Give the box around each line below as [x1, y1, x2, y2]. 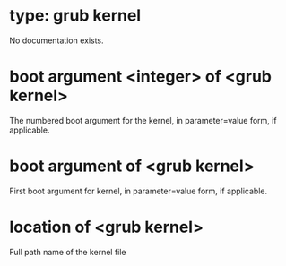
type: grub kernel [9, 5, 142, 26]
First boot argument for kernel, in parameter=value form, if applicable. [9, 185, 267, 196]
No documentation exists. [9, 35, 105, 46]
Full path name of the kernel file [9, 246, 127, 257]
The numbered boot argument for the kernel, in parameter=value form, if [9, 115, 277, 125]
